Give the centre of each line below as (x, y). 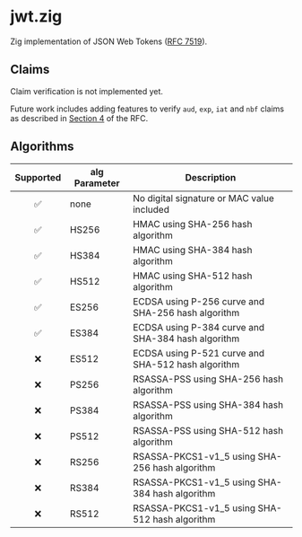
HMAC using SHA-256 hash (192, 224)
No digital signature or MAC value (203, 198)
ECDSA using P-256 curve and (198, 301)
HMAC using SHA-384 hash (192, 250)
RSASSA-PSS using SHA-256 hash (208, 379)
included (151, 209)
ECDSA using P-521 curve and (198, 353)
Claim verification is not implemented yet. (87, 91)
